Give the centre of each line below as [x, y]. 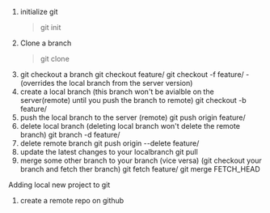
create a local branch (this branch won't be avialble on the [117, 92]
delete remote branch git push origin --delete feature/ [110, 143]
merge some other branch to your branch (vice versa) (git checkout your [141, 160]
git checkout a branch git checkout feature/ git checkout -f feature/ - [135, 75]
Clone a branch [46, 43]
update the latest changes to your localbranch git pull [109, 152]
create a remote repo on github [72, 200]
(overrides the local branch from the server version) [106, 83]
